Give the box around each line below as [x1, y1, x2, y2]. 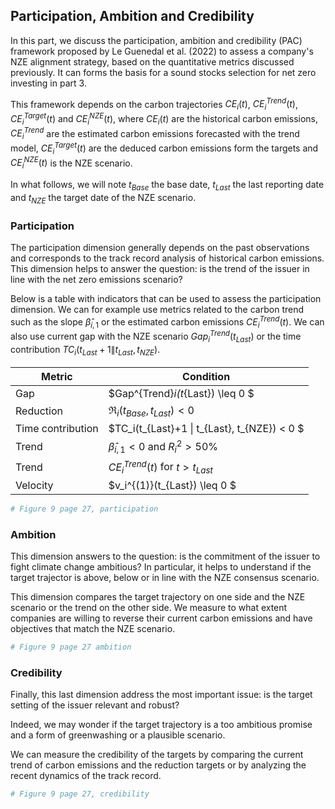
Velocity [15, 478, 54, 492]
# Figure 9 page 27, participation [10, 504, 159, 514]
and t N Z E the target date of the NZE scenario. [10, 191, 197, 206]
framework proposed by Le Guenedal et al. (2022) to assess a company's [10, 45, 314, 57]
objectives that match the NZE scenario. [10, 623, 176, 635]
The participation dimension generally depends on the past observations [10, 241, 310, 253]
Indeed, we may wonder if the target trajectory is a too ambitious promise [10, 719, 313, 731]
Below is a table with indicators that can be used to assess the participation [10, 292, 322, 304]
